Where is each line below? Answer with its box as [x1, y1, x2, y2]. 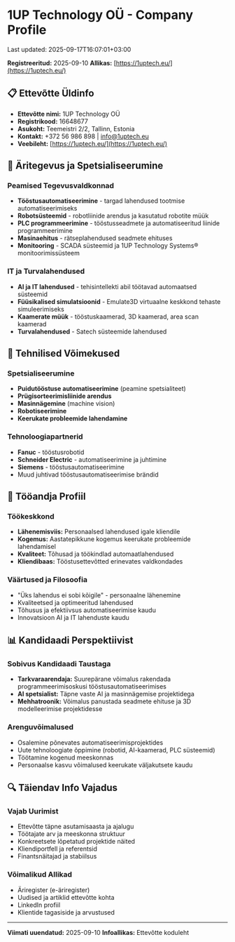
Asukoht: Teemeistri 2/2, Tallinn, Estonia [17, 124, 135, 133]
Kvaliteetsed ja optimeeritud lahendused [17, 598, 134, 606]
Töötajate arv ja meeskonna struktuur [17, 830, 126, 838]
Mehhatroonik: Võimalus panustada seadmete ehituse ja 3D [17, 697, 192, 705]
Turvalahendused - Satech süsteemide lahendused [17, 327, 167, 336]
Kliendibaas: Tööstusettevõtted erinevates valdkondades [17, 557, 183, 566]
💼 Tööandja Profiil [7, 491, 86, 503]
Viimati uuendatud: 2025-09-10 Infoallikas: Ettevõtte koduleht [7, 928, 190, 936]
